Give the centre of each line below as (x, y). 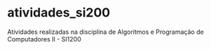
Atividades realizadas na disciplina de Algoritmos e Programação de (106, 32)
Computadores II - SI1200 (45, 39)
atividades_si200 (59, 13)
